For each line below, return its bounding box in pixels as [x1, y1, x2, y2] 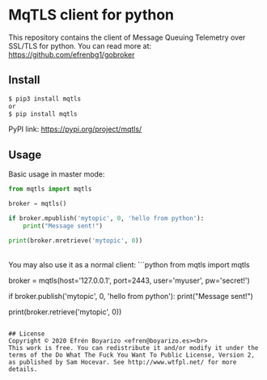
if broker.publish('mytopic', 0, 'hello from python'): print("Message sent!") [8, 291, 253, 301]
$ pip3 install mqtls [8, 95, 82, 103]
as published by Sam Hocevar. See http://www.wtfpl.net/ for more [8, 358, 237, 366]
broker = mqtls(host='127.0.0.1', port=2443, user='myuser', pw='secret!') [8, 275, 251, 285]
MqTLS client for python [8, 6, 175, 24]
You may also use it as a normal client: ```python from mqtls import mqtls [8, 259, 250, 269]
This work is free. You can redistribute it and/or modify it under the [8, 344, 259, 352]
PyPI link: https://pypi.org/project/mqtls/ [8, 124, 142, 134]
